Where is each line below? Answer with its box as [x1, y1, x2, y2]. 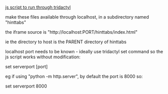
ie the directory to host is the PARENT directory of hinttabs [5, 39, 127, 45]
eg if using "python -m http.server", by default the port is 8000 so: [5, 73, 143, 79]
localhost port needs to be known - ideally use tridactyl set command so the [5, 49, 163, 54]
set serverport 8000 [5, 83, 47, 89]
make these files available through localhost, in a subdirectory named [5, 14, 149, 20]
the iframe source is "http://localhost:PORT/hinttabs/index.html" [5, 29, 138, 35]
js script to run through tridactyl [5, 5, 71, 10]
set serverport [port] [5, 64, 48, 69]
